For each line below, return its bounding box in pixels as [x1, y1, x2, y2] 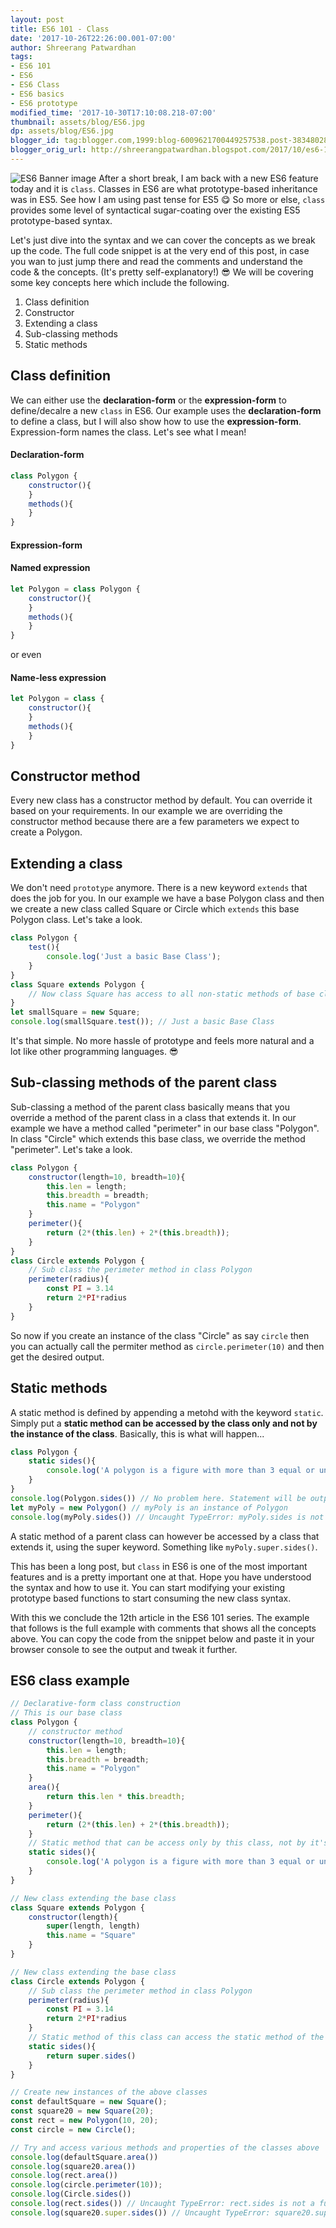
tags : [10, 52, 33, 62]
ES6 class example [10, 1672, 130, 1689]
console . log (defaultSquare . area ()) [10, 2152, 159, 2162]
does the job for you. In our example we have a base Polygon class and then [10, 892, 325, 905]
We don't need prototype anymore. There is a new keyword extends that [10, 882, 308, 894]
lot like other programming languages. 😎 [10, 1046, 179, 1058]
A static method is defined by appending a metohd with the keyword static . [10, 1406, 324, 1418]
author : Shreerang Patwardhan [10, 42, 137, 53]
